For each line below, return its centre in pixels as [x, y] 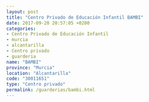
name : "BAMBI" [24, 62]
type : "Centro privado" [36, 85]
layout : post [23, 12]
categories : [21, 28]
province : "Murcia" [31, 67]
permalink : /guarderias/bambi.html [51, 90]
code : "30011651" [28, 79]
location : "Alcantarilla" [38, 73]
